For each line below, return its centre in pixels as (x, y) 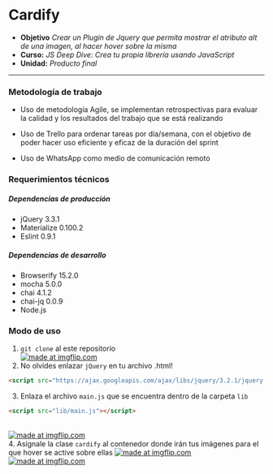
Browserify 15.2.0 (49, 276)
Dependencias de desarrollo (58, 255)
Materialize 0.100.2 (52, 228)
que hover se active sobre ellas (61, 453)
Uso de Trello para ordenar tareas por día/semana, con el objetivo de (136, 134)
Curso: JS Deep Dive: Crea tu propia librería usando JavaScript (127, 54)
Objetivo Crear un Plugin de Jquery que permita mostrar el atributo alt (139, 37)
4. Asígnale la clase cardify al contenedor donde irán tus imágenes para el (134, 444)
